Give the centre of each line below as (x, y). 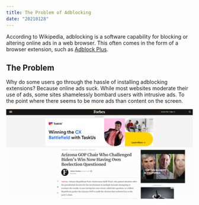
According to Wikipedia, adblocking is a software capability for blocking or (97, 36)
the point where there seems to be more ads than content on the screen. (95, 101)
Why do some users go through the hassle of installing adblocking (87, 82)
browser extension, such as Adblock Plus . (57, 49)
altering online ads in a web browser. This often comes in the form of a (92, 43)
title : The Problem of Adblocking (49, 12)
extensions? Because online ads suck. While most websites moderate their (97, 89)
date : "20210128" (28, 19)
